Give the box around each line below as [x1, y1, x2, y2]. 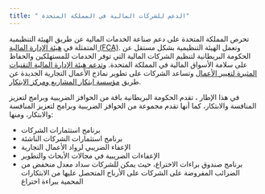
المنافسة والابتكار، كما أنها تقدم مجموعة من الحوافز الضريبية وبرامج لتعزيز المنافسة [9, 101, 257, 110]
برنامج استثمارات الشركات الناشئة [20, 134, 123, 143]
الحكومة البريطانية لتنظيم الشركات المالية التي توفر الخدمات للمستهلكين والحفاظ [9, 51, 251, 60]
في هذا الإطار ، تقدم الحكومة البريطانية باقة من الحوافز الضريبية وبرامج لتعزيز [9, 92, 240, 101]
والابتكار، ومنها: [9, 109, 54, 119]
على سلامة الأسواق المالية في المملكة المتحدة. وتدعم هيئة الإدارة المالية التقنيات [9, 60, 248, 69]
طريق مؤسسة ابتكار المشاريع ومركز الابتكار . [9, 76, 142, 86]
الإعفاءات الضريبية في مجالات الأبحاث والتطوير [20, 151, 160, 160]
